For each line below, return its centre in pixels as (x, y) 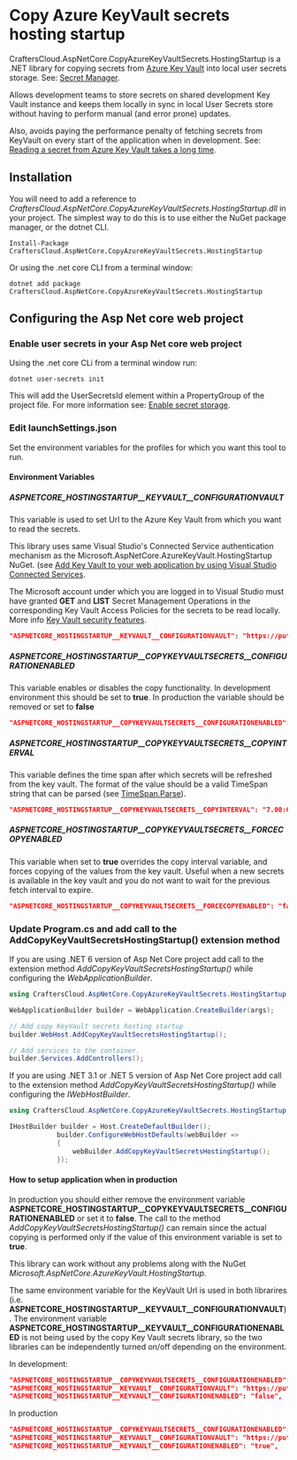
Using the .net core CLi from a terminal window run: (103, 363)
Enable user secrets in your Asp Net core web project (126, 344)
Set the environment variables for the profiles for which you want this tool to (148, 447)
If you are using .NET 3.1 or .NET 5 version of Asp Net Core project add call (145, 1076)
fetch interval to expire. (51, 889)
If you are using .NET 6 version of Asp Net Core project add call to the (137, 959)
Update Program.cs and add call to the (93, 928)
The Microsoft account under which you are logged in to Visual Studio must (147, 592)
